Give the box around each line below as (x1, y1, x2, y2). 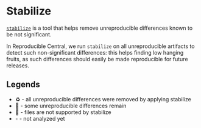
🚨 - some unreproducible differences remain (15, 102, 127, 109)
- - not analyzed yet (15, 115, 65, 122)
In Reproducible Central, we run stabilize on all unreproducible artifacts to (6, 42, 195, 50)
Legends (6, 79, 41, 90)
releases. (6, 62, 29, 69)
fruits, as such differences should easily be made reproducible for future (6, 55, 188, 62)
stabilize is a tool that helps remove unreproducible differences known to (6, 24, 193, 32)
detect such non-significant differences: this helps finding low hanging (6, 49, 184, 56)
